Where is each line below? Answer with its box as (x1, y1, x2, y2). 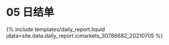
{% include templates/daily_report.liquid (6, 25, 105, 33)
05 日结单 (6, 5, 54, 19)
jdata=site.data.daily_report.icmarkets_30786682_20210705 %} (6, 32, 164, 39)
